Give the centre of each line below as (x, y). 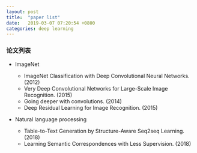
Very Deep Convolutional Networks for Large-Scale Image (96, 88)
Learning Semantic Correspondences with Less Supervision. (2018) (108, 143)
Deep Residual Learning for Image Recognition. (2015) (91, 107)
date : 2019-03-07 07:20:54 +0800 (51, 23)
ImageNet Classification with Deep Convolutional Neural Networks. (107, 76)
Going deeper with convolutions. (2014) (73, 101)
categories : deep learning (40, 28)
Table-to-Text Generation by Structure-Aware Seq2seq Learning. (104, 131)
